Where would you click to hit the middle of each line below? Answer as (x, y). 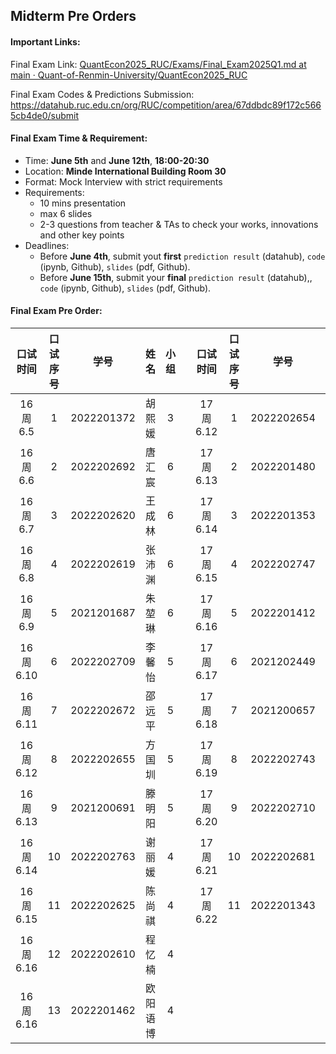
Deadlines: (47, 245)
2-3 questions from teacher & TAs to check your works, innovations (179, 224)
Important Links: (45, 41)
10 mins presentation (83, 203)
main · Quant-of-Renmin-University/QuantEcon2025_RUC (129, 75)
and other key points (82, 235)
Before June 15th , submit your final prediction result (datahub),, (176, 277)
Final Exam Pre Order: (56, 311)
